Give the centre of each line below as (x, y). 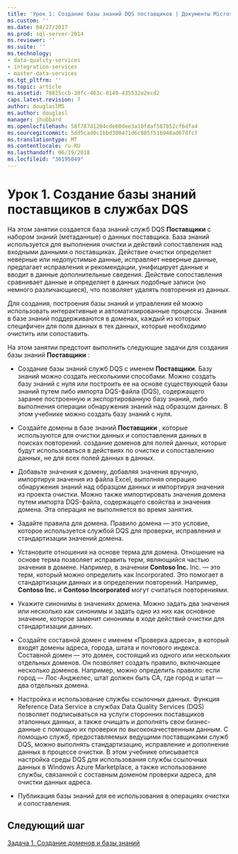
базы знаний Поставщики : (49, 355)
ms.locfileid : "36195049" (45, 160)
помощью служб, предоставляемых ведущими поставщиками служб (123, 737)
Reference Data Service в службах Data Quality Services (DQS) (111, 706)
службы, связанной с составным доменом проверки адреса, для (117, 774)
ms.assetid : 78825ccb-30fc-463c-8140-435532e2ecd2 (84, 93)
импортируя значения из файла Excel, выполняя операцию (107, 479)
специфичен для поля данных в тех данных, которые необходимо (107, 326)
